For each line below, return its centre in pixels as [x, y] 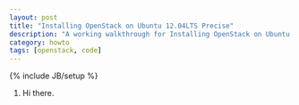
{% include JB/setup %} [54, 76]
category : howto [39, 42]
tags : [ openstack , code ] [56, 51]
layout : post [34, 17]
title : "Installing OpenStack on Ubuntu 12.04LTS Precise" [122, 26]
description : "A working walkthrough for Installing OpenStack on [136, 34]
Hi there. [38, 93]
